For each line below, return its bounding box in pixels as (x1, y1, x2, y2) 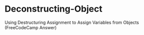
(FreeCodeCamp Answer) (4, 24, 57, 30)
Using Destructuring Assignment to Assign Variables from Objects (4, 19, 139, 25)
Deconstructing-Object (4, 3, 102, 15)
